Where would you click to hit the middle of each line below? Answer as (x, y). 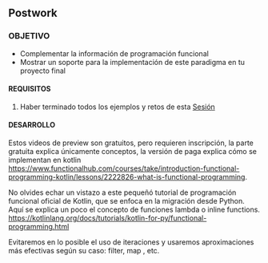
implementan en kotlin (45, 160)
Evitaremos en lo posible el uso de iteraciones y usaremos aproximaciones (131, 242)
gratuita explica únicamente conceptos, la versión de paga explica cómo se (133, 152)
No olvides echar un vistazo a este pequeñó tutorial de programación (122, 192)
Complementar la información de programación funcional (114, 53)
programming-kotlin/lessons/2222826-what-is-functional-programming (127, 177)
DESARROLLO (32, 125)
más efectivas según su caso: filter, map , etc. (84, 251)
